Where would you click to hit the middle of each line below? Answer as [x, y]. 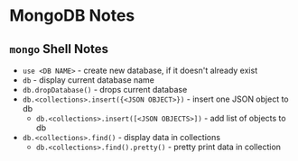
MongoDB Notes [72, 16]
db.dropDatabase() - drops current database [105, 89]
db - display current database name [88, 80]
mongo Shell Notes [59, 49]
